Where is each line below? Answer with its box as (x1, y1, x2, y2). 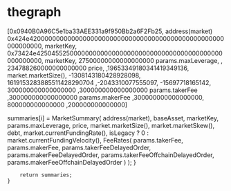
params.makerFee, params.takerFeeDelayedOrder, (7, 143, 151, 152)
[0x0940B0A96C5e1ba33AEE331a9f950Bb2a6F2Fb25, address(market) (7, 27, 213, 35)
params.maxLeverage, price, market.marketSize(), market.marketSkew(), (7, 121, 215, 129)
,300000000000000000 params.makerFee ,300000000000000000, (7, 93, 205, 101)
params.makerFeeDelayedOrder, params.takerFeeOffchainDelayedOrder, (7, 150, 214, 159)
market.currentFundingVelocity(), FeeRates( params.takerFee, (7, 136, 183, 144)
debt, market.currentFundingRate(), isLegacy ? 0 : (7, 129, 149, 137)
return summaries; (19, 171, 73, 179)
